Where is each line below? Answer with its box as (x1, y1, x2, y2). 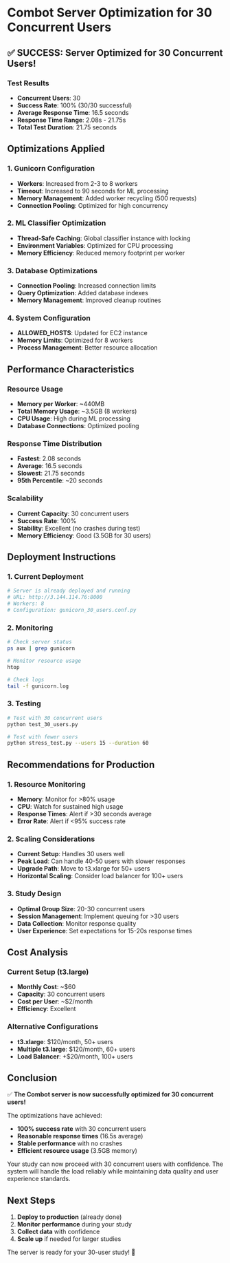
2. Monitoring (7, 623, 54, 633)
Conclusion (7, 1072, 58, 1083)
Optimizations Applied (7, 143, 105, 155)
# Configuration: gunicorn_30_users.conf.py (7, 607, 137, 614)
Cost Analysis (7, 946, 69, 958)
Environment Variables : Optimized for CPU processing (16, 241, 174, 249)
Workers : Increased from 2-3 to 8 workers (16, 179, 138, 187)
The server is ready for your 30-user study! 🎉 (7, 1248, 136, 1257)
